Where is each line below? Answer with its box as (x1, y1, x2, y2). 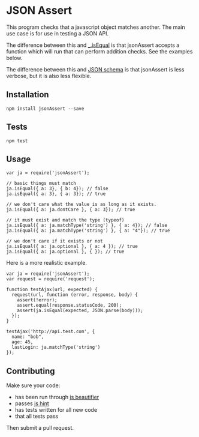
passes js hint (14, 400, 49, 407)
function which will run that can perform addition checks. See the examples (6, 47, 193, 55)
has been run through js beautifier (14, 394, 99, 401)
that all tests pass (14, 412, 59, 420)
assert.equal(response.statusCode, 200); (17, 303, 122, 309)
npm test (6, 137, 28, 144)
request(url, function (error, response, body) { (11, 292, 138, 298)
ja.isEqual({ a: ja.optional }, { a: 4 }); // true (6, 244, 138, 250)
